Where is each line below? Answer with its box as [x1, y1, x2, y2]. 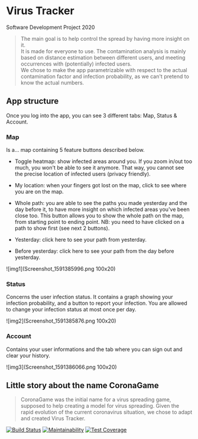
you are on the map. [14, 188, 64, 196]
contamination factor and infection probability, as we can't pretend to [20, 73, 189, 80]
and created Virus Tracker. [20, 415, 86, 422]
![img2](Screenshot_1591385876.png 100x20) [6, 317, 116, 324]
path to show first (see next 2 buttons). [14, 225, 110, 232]
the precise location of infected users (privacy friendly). [14, 170, 151, 178]
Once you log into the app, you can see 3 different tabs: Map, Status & [6, 112, 177, 119]
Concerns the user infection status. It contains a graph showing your [6, 294, 173, 301]
